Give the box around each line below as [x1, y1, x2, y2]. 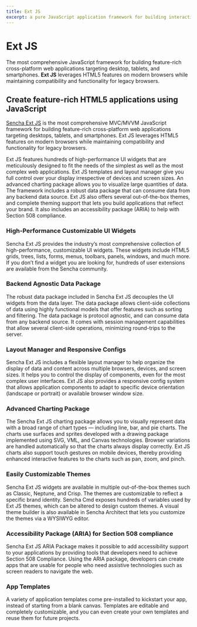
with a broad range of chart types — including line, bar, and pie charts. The [6, 424, 188, 431]
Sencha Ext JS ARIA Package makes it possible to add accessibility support [6, 543, 189, 550]
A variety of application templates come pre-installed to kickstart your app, [6, 596, 188, 603]
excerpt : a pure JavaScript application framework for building [6, 14, 167, 20]
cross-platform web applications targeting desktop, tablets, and [6, 65, 160, 72]
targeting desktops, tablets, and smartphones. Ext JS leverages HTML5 [6, 132, 179, 139]
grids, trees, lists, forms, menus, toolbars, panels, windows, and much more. [6, 252, 191, 259]
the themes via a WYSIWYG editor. [6, 515, 90, 522]
